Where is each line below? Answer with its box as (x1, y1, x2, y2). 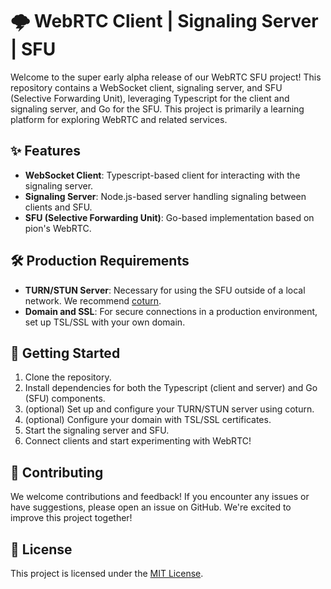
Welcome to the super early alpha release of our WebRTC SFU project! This (10, 71, 322, 83)
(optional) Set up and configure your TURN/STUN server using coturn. (24, 403, 315, 415)
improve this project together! (10, 512, 133, 524)
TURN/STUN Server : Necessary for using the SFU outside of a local (24, 284, 306, 296)
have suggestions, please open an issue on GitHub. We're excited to (10, 501, 292, 513)
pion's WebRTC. (24, 222, 92, 234)
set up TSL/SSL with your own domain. (24, 316, 186, 328)
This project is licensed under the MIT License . (10, 568, 204, 579)
